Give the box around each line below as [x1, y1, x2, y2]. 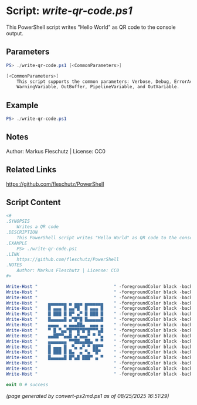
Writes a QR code [16, 224, 59, 230]
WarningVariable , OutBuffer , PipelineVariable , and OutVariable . [16, 84, 180, 90]
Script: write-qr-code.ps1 [6, 4, 133, 18]
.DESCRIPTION [6, 229, 38, 235]
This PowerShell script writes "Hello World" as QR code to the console [6, 24, 176, 31]
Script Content [6, 197, 61, 207]
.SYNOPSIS [6, 219, 30, 225]
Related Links [6, 165, 57, 175]
